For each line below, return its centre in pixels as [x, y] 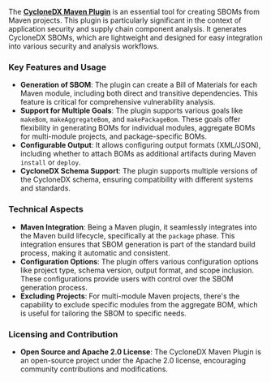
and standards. [45, 188]
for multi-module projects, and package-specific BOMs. [113, 136]
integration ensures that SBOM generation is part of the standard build [138, 244]
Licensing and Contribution [63, 334]
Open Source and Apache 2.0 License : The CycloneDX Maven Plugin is [141, 351]
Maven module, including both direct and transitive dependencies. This [139, 93]
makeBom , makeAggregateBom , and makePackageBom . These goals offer [130, 119]
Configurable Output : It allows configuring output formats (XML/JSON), [140, 145]
